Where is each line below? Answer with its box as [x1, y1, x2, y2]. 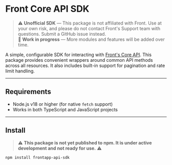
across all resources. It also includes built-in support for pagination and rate [5, 62, 165, 68]
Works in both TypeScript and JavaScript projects [12, 106, 118, 112]
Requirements [5, 87, 51, 96]
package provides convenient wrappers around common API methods [5, 57, 153, 63]
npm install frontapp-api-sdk [5, 155, 70, 160]
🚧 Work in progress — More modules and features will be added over [17, 36, 165, 42]
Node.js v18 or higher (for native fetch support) [12, 101, 113, 107]
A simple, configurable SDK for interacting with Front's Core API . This [5, 52, 152, 58]
